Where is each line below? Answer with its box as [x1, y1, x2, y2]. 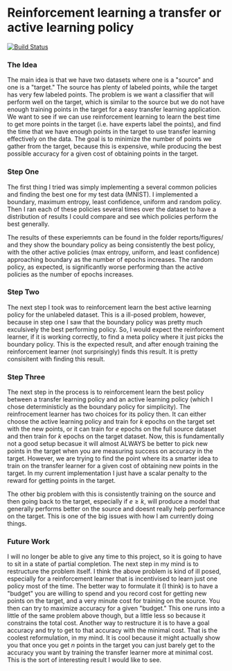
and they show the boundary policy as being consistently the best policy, [7, 240, 215, 249]
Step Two [7, 287, 40, 297]
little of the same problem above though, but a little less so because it [7, 611, 206, 620]
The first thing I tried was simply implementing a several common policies [7, 183, 217, 191]
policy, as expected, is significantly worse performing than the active [7, 263, 204, 271]
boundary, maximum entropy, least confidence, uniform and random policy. [7, 197, 222, 206]
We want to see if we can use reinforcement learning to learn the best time [7, 113, 220, 121]
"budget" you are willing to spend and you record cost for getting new [7, 589, 207, 598]
